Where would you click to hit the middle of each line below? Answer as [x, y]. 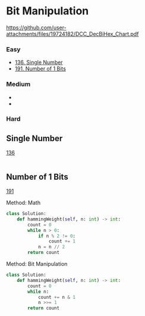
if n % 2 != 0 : [57, 236]
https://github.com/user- [36, 27]
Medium [18, 84]
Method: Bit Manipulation [37, 264]
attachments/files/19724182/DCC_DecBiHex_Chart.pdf [72, 33]
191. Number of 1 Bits [40, 69]
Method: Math [23, 203]
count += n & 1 [57, 297]
